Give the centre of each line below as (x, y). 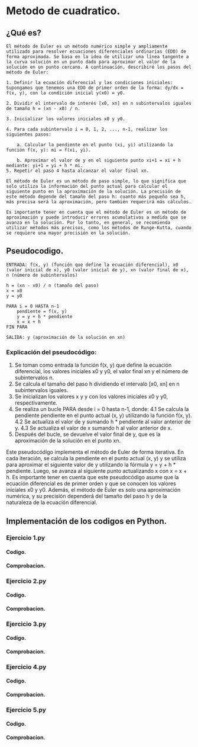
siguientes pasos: (29, 134)
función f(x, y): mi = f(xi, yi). (49, 150)
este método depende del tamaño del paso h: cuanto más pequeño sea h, (96, 197)
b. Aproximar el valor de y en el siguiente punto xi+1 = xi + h (99, 161)
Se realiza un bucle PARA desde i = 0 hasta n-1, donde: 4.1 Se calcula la (102, 409)
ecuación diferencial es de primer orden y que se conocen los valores (91, 483)
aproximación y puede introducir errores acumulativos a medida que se (96, 217)
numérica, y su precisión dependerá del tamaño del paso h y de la (87, 496)
